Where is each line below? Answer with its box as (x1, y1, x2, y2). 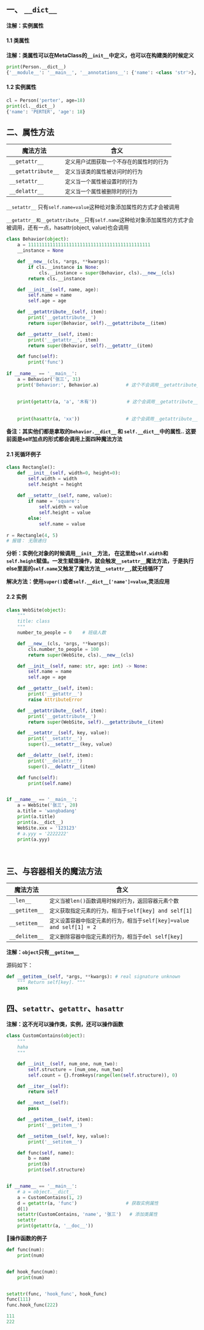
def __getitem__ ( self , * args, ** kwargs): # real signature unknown (6, 973, 181, 980)
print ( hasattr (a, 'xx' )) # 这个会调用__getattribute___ (17, 416, 200, 422)
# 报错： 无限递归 (6, 538, 47, 544)
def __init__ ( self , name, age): (17, 286, 99, 293)
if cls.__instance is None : (28, 264, 99, 270)
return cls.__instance (28, 276, 86, 282)
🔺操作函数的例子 (6, 1235, 47, 1242)
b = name (28, 1156, 50, 1162)
